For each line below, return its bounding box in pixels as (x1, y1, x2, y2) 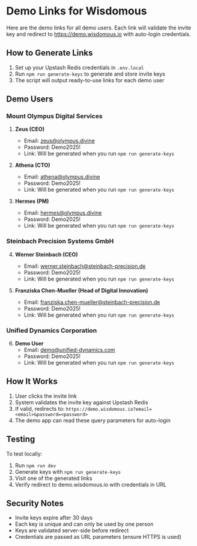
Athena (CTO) (14, 162, 50, 169)
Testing (6, 434, 35, 444)
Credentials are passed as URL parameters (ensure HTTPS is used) (14, 533, 182, 541)
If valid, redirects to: (14, 405, 65, 412)
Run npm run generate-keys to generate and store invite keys (14, 70, 165, 77)
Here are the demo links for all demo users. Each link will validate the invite (6, 24, 192, 31)
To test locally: (6, 450, 43, 457)
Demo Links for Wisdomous (6, 4, 147, 18)
